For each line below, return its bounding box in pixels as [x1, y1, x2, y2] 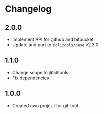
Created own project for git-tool [12, 102, 78, 108]
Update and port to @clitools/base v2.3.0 [12, 42, 99, 48]
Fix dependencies [12, 75, 49, 81]
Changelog [5, 3, 52, 15]
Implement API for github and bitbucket [12, 36, 94, 42]
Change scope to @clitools [12, 69, 69, 75]
